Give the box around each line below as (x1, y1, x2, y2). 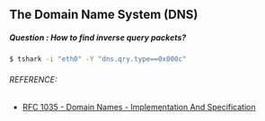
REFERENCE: (9, 73, 57, 84)
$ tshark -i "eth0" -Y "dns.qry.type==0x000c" (9, 55, 187, 64)
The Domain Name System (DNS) (9, 7, 199, 22)
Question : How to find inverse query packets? (9, 31, 187, 43)
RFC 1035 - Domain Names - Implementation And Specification (22, 102, 256, 113)
